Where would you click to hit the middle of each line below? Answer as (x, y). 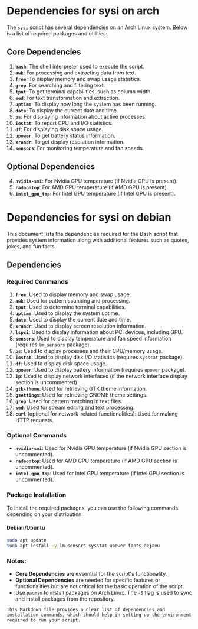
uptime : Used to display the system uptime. (67, 313)
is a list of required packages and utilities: (57, 33)
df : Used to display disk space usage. (61, 364)
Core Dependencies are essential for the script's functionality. (91, 574)
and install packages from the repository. (65, 599)
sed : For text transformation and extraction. (67, 98)
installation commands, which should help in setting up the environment (99, 615)
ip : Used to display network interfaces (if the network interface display (101, 376)
